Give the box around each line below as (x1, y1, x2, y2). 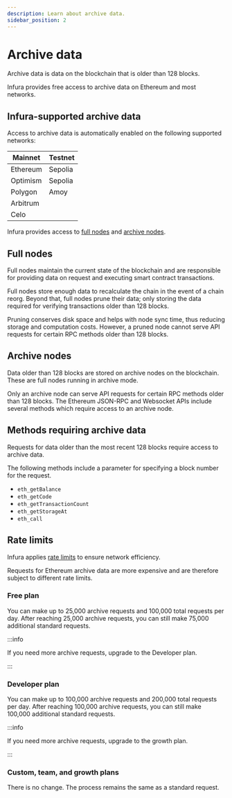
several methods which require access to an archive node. (7, 404, 175, 412)
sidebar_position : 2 (7, 17, 67, 24)
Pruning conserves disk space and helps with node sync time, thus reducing (7, 316, 225, 324)
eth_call (17, 515, 43, 522)
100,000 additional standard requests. (7, 710, 116, 718)
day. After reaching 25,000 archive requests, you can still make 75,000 (7, 614, 209, 622)
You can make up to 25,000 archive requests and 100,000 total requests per (7, 606, 224, 615)
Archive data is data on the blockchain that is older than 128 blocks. (7, 70, 200, 78)
